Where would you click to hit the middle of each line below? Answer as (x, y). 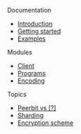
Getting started (39, 31)
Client (26, 66)
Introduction (35, 24)
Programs (31, 73)
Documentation (29, 10)
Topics (17, 94)
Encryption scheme (45, 123)
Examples (31, 39)
